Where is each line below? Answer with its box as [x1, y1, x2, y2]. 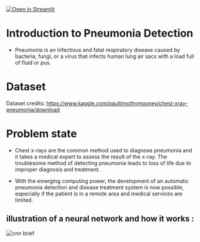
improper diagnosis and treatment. [14, 166, 100, 173]
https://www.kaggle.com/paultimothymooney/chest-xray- [46, 99, 188, 107]
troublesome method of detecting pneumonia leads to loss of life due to [14, 159, 192, 167]
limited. [14, 196, 33, 203]
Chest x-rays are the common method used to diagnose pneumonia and [14, 146, 192, 154]
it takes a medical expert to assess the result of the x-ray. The [14, 153, 167, 160]
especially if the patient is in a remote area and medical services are [14, 190, 183, 197]
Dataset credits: [6, 99, 45, 107]
